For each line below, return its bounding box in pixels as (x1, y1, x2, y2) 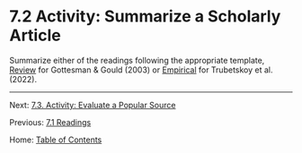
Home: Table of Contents (9, 134, 102, 145)
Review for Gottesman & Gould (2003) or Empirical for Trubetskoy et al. (9, 64, 273, 75)
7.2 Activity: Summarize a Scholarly (9, 6, 281, 27)
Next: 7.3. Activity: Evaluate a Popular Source (9, 99, 176, 110)
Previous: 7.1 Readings (9, 116, 92, 127)
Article (9, 25, 61, 46)
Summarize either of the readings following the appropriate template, (9, 55, 265, 65)
